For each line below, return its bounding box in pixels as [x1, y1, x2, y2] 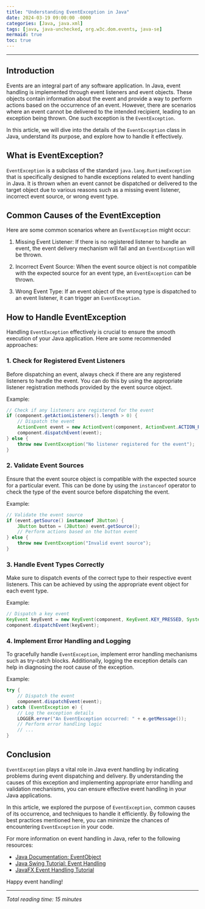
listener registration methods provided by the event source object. [6, 383, 173, 391]
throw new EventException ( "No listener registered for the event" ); [17, 441, 195, 447]
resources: [6, 841, 34, 849]
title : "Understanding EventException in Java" [6, 9, 130, 15]
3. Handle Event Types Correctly [6, 560, 105, 569]
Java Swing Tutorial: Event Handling [15, 860, 106, 867]
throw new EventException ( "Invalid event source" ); [17, 540, 151, 547]
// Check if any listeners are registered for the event [6, 407, 154, 413]
